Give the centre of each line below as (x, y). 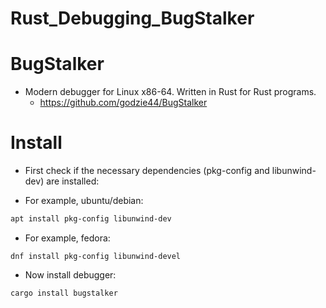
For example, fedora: (67, 238)
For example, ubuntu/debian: (84, 201)
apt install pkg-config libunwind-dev (91, 219)
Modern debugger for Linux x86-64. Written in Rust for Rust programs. (170, 92)
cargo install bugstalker (64, 293)
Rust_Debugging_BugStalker (132, 18)
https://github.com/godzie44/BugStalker (123, 103)
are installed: (73, 181)
